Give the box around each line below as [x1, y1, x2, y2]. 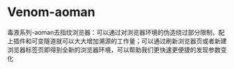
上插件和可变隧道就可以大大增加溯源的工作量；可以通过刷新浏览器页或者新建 [7, 36, 227, 45]
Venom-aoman [7, 4, 95, 20]
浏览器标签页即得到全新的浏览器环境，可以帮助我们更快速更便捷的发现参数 [7, 45, 221, 54]
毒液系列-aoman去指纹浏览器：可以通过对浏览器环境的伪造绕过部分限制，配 [7, 28, 225, 36]
